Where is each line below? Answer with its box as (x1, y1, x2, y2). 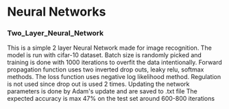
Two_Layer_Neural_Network (7, 29, 104, 38)
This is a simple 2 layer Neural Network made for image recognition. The (7, 44, 213, 52)
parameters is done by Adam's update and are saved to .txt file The (7, 87, 197, 95)
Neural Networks (7, 4, 106, 20)
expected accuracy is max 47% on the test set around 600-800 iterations (7, 95, 215, 103)
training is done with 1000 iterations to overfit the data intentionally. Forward (7, 59, 223, 67)
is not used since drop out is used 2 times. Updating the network (7, 80, 190, 89)
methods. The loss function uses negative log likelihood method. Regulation (7, 73, 221, 81)
